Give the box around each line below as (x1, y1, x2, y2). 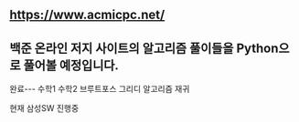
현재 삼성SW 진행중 (9, 103, 80, 114)
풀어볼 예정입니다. (23, 57, 119, 73)
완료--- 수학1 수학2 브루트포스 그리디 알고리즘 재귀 (9, 84, 190, 95)
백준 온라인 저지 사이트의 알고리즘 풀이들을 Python (9, 40, 279, 56)
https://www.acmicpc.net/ (9, 7, 166, 23)
